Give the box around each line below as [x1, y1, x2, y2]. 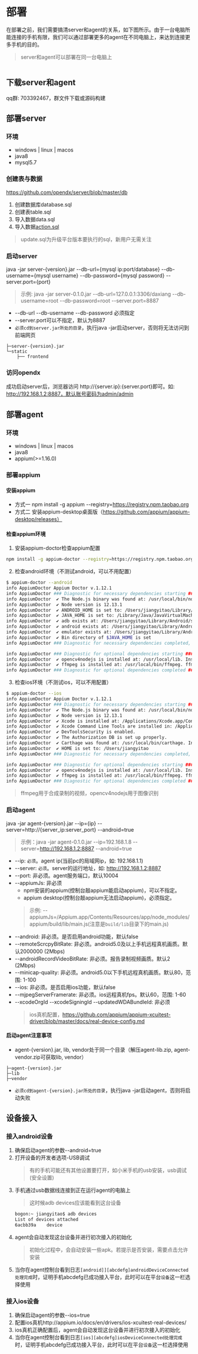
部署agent [6, 409, 44, 419]
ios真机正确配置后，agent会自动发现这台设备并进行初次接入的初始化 [14, 1326, 181, 1334]
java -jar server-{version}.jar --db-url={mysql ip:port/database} [6, 266, 160, 273]
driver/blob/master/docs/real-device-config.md [29, 1017, 145, 1025]
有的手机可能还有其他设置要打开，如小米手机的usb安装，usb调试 [29, 1166, 187, 1174]
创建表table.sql [14, 208, 51, 215]
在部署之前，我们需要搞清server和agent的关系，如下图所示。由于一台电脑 [6, 26, 186, 33]
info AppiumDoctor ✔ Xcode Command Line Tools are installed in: [6, 723, 173, 729]
